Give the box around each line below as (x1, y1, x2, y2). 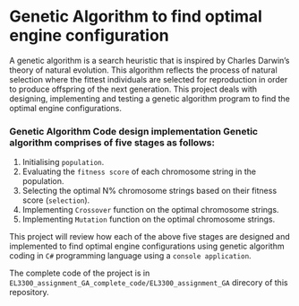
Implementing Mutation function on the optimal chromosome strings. (21, 214, 276, 225)
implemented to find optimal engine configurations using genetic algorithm (9, 240, 285, 252)
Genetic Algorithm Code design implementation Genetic (9, 125, 258, 137)
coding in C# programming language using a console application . (9, 250, 252, 261)
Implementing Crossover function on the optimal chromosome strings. (21, 205, 279, 215)
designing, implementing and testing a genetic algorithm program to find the (9, 92, 291, 104)
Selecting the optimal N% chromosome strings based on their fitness (21, 186, 278, 197)
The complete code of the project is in (9, 267, 150, 279)
